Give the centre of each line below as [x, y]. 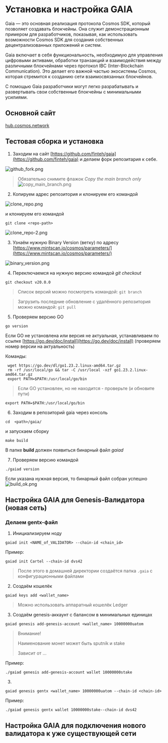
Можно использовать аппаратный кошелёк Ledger [73, 605]
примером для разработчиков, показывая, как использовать [71, 34]
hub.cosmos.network [27, 125]
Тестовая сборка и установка [54, 142]
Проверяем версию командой [45, 460]
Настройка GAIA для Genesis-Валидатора [75, 500]
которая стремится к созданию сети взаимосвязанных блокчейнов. [79, 76]
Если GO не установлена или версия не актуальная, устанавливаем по [82, 335]
